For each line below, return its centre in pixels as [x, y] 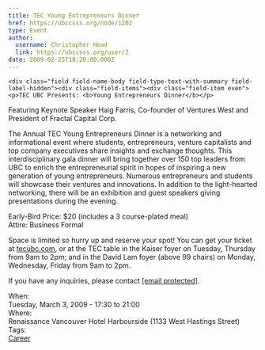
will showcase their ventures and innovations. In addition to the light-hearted [133, 184]
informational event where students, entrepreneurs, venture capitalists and [130, 142]
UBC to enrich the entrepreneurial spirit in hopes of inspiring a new [117, 167]
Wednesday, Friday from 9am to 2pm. [70, 265]
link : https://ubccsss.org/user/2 [72, 52]
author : [21, 38]
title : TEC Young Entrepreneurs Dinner [74, 15]
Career [19, 338]
